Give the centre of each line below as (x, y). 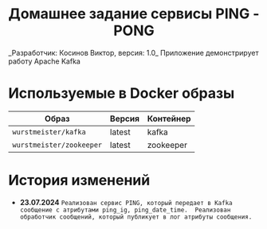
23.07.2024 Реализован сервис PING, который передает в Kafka (126, 202)
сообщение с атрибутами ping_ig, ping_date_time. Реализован (125, 210)
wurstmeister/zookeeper (57, 145)
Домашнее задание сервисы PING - (134, 14)
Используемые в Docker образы (122, 93)
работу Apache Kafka (45, 61)
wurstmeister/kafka (49, 132)
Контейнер (169, 118)
